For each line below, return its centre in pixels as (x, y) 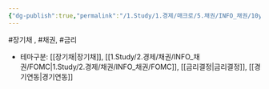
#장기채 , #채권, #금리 (43, 39)
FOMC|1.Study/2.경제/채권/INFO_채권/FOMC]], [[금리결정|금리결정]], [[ (142, 67)
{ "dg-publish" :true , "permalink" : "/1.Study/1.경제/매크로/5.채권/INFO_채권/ (130, 16)
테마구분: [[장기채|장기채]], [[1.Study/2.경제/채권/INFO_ (106, 56)
